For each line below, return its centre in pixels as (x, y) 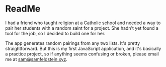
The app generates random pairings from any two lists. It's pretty (73, 43)
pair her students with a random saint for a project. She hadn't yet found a (82, 28)
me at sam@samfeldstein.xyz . (36, 59)
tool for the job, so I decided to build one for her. (55, 33)
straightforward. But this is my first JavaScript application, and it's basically (83, 48)
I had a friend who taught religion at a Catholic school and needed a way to (83, 23)
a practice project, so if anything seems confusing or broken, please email (82, 54)
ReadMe (23, 9)
